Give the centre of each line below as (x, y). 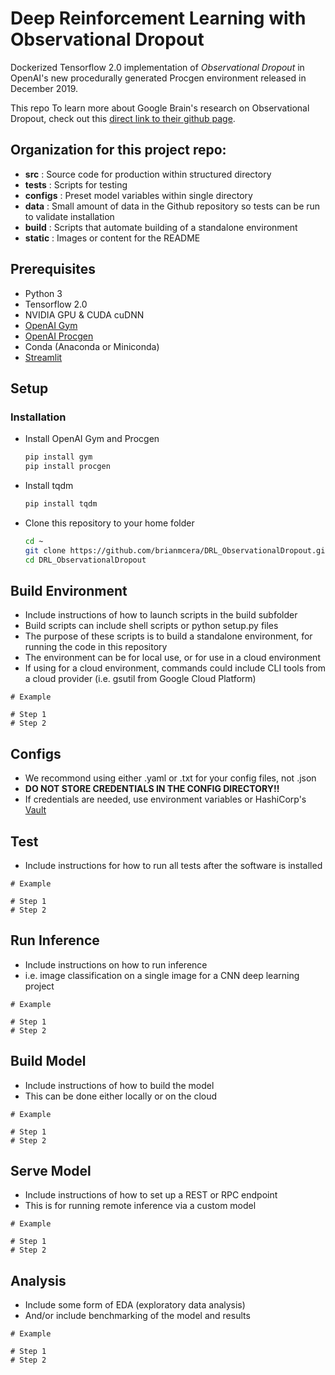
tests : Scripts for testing (76, 184)
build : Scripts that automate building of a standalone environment (161, 227)
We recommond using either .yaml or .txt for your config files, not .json (170, 778)
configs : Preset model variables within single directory (138, 195)
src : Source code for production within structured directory (148, 174)
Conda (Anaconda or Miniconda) (92, 346)
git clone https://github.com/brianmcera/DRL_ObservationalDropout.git (177, 550)
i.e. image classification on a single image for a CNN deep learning (162, 975)
